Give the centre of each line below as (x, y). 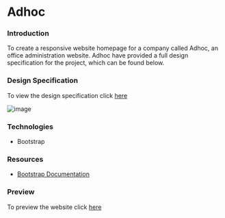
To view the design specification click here (67, 95)
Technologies (30, 126)
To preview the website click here (54, 207)
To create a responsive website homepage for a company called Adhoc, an (113, 48)
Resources (25, 159)
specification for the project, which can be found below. (86, 63)
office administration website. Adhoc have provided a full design (98, 56)
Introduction (28, 34)
